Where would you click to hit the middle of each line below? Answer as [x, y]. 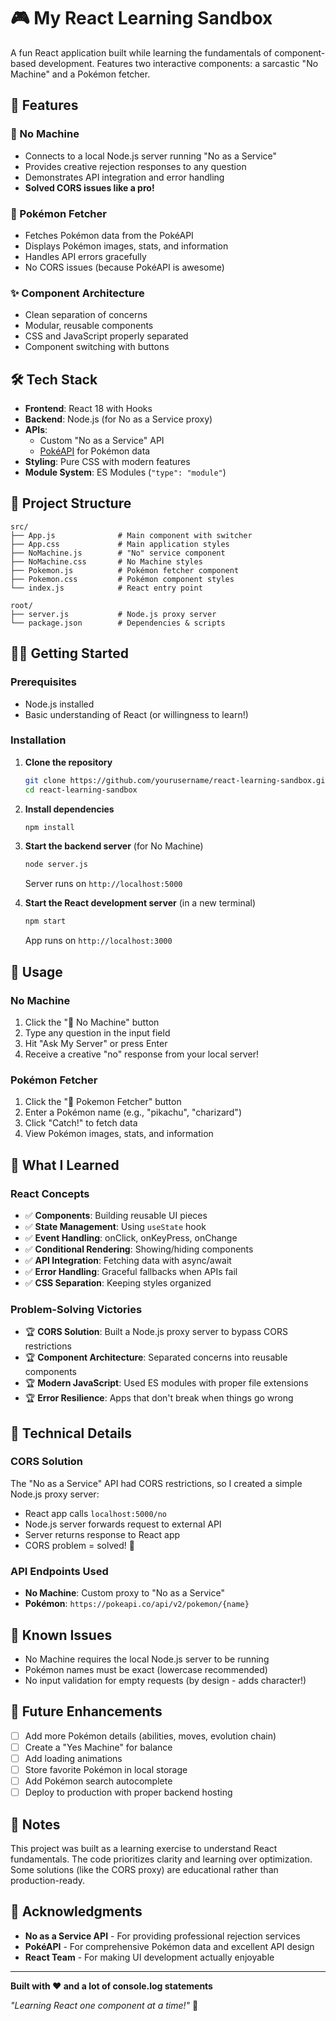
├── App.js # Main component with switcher [131, 535]
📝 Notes [35, 1824]
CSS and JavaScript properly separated [106, 336]
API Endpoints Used [59, 1571]
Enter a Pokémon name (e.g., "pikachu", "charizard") [133, 1112]
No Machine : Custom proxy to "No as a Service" [124, 1593]
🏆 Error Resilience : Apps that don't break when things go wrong [159, 1398]
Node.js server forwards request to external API [123, 1524]
